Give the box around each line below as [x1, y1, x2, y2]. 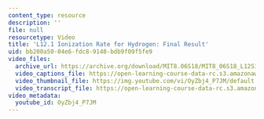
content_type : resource [8, 11, 86, 20]
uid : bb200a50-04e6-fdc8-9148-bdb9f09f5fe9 [8, 48, 153, 56]
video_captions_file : [15, 70, 86, 78]
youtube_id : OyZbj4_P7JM [15, 99, 97, 106]
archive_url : [15, 63, 58, 70]
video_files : [8, 56, 51, 63]
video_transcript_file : [15, 84, 93, 92]
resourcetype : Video [8, 33, 76, 41]
